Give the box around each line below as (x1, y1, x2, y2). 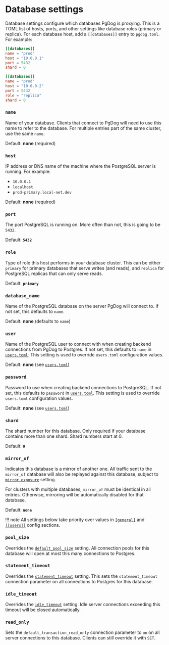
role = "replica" (5, 93, 42, 98)
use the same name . (5, 130, 45, 136)
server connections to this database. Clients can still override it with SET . (5, 635, 155, 641)
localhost (12, 185, 34, 190)
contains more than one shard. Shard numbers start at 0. (5, 433, 123, 439)
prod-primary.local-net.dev (12, 190, 72, 195)
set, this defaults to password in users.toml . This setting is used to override (5, 390, 160, 396)
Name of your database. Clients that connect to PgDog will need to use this (5, 120, 161, 126)
